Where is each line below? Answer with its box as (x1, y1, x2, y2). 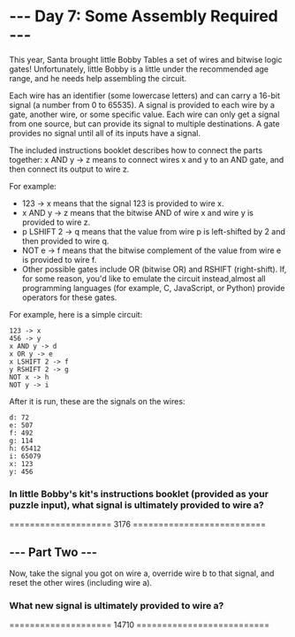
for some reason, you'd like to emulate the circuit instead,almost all (21, 272, 267, 284)
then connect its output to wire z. (9, 164, 130, 174)
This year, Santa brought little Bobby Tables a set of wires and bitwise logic (9, 54, 283, 65)
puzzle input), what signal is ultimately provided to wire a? (9, 498, 265, 510)
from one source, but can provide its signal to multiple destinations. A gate (9, 118, 280, 129)
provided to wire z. (21, 217, 91, 227)
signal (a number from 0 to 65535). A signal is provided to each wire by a (9, 99, 276, 110)
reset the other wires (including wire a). (9, 578, 153, 588)
